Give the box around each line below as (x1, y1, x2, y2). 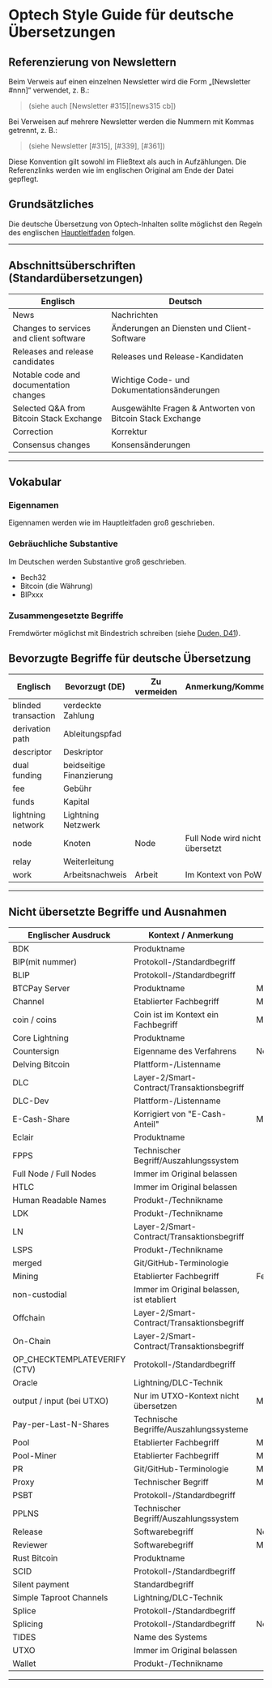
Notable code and (12, 369, 81, 380)
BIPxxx (19, 590, 44, 599)
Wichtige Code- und (111, 374, 190, 385)
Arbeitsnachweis (63, 869, 127, 880)
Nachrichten (111, 309, 159, 320)
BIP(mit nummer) (12, 956, 78, 967)
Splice (12, 1604, 36, 1616)
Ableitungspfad (63, 728, 121, 739)
